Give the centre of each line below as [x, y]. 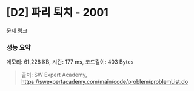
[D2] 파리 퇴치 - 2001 [58, 12]
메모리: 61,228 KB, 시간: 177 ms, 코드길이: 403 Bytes [70, 62]
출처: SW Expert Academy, [54, 75]
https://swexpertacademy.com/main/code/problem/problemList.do [105, 82]
